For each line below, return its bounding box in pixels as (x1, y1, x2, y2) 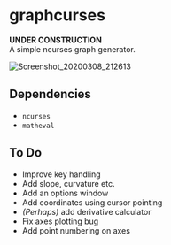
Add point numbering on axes (21, 225, 131, 235)
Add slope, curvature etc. (21, 178, 115, 188)
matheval (21, 121, 55, 130)
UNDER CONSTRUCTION (9, 34, 102, 45)
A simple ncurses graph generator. (9, 43, 136, 54)
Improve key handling (21, 169, 101, 180)
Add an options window (21, 188, 109, 198)
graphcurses (9, 5, 106, 26)
